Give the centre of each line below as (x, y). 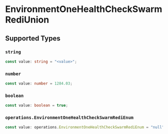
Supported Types (33, 38)
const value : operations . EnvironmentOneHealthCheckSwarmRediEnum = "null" (85, 127)
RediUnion (27, 20)
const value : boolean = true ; (37, 105)
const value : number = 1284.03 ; (39, 83)
